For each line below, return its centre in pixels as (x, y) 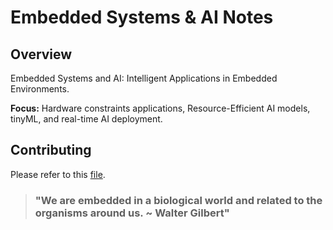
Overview (41, 54)
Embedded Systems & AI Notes (142, 17)
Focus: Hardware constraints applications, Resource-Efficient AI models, (160, 108)
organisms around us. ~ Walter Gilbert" (132, 213)
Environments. (40, 89)
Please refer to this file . (58, 174)
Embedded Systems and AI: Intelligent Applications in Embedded (144, 78)
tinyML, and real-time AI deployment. (86, 119)
